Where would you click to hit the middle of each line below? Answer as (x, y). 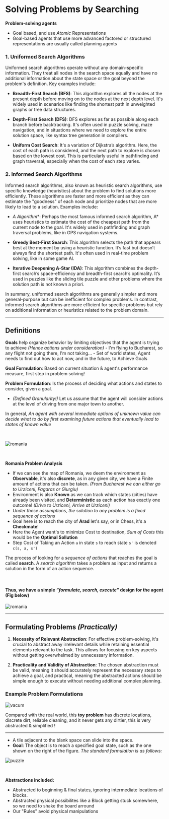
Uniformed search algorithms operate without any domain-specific (74, 68)
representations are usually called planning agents (65, 43)
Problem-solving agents (31, 23)
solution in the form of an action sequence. (50, 569)
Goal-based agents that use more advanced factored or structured (81, 38)
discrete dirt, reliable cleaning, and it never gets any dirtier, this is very (78, 720)
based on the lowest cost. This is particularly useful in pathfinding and (85, 156)
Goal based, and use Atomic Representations (59, 33)
